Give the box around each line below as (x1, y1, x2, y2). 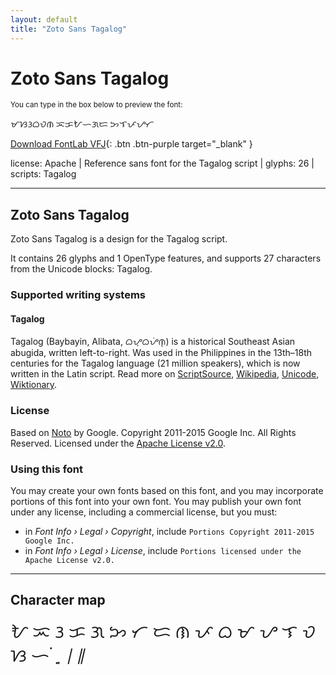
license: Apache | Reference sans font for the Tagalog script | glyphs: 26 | (10, 157, 315, 170)
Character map (10, 592, 106, 609)
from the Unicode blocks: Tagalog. (10, 263, 153, 275)
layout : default (10, 14, 78, 25)
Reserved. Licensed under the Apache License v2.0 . (10, 437, 227, 449)
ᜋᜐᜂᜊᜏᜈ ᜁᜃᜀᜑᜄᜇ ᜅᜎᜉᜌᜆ (10, 119, 155, 130)
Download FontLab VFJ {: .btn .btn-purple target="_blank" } (10, 138, 253, 150)
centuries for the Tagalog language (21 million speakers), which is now (10, 357, 301, 370)
